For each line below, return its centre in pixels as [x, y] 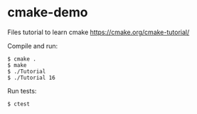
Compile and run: [33, 46]
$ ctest [19, 104]
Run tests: [22, 90]
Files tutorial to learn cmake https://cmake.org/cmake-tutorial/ [98, 32]
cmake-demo [48, 12]
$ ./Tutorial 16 [31, 78]
